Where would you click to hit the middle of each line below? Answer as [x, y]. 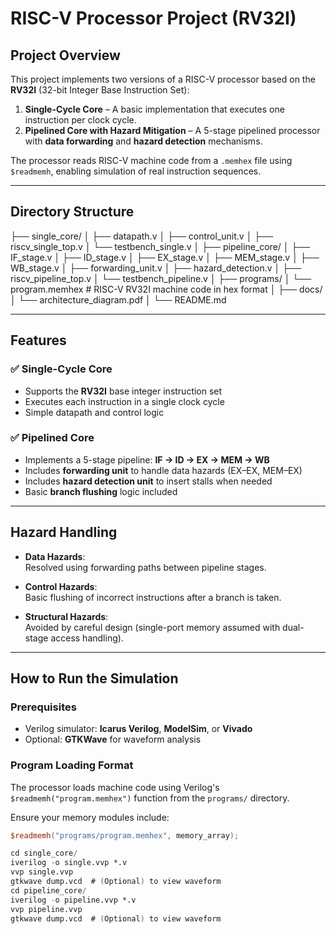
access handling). [87, 638]
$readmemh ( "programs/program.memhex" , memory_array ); [125, 835]
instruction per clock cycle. [80, 120]
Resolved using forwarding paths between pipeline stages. [145, 567]
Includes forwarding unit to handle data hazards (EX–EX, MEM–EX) [163, 470]
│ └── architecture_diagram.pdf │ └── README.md [118, 299]
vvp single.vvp [42, 872]
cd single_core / [44, 853]
